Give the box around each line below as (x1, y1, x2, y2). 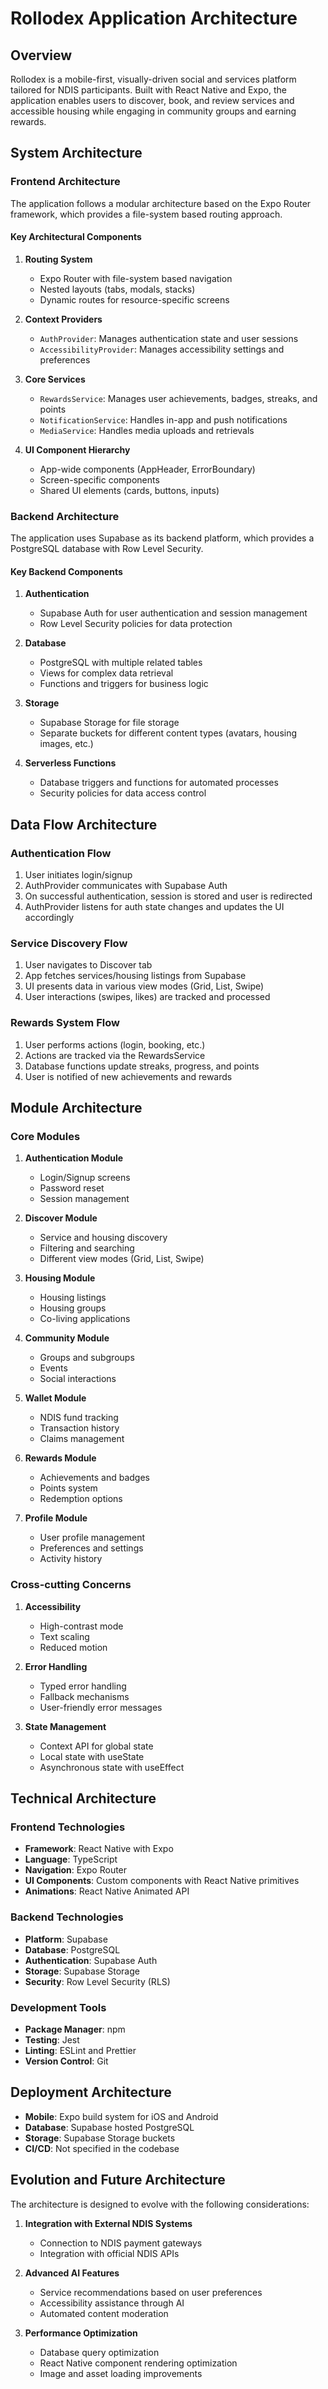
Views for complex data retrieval (39, 667, 174, 679)
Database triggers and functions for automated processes (39, 777, 279, 789)
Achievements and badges (39, 1472, 150, 1484)
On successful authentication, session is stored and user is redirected (24, 890, 313, 902)
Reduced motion (39, 1641, 108, 1653)
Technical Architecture (10, 1790, 157, 1807)
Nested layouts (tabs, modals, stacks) (39, 283, 196, 295)
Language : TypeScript (24, 1853, 118, 1866)
